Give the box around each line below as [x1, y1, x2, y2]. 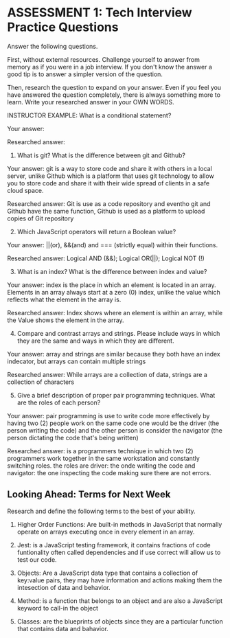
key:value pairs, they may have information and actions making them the [16, 576, 222, 584]
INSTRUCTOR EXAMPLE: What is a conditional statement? [7, 111, 172, 119]
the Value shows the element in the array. [7, 316, 125, 324]
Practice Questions [7, 19, 119, 35]
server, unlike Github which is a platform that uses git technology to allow [7, 172, 214, 180]
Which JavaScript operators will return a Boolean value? [16, 227, 176, 236]
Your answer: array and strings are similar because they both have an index [7, 350, 221, 358]
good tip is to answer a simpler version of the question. [7, 70, 163, 78]
